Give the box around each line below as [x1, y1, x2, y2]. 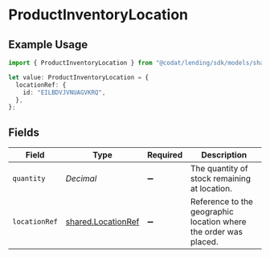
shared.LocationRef [65, 216, 140, 227]
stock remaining [190, 173, 252, 184]
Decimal [65, 173, 97, 184]
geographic [190, 207, 235, 218]
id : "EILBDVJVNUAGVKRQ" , [22, 88, 106, 96]
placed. [190, 236, 219, 248]
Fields [8, 125, 40, 139]
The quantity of [190, 163, 249, 174]
